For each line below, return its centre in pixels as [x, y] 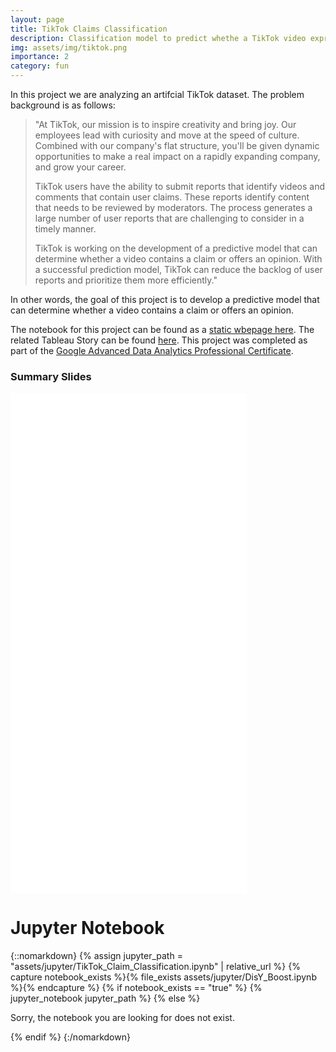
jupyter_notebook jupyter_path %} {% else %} [105, 998]
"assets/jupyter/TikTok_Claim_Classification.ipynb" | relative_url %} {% [155, 967]
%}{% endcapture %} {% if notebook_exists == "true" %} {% [136, 988]
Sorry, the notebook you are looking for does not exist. [122, 1018]
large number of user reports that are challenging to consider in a [169, 218]
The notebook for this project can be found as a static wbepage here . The [162, 329]
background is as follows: [63, 105]
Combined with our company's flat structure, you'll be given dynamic [177, 145]
